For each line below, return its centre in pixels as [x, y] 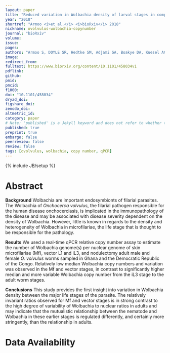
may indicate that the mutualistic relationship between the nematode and [81, 311]
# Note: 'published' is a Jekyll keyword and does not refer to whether [83, 123]
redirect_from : [21, 62]
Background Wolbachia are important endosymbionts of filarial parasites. [82, 200]
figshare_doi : [20, 104]
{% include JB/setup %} [30, 166]
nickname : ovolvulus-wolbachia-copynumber [51, 29]
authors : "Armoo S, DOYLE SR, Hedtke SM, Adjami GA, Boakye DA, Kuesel [82, 52]
